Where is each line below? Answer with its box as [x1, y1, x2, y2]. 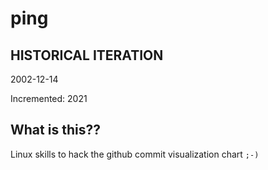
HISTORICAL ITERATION [10, 47, 164, 64]
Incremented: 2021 [10, 93, 88, 104]
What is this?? [10, 122, 101, 139]
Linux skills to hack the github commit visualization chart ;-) [10, 148, 260, 160]
